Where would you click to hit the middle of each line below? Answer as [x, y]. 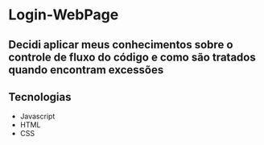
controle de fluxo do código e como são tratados [132, 57]
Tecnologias [40, 97]
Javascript [37, 116]
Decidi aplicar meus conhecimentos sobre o [121, 45]
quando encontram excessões [86, 70]
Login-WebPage [64, 15]
